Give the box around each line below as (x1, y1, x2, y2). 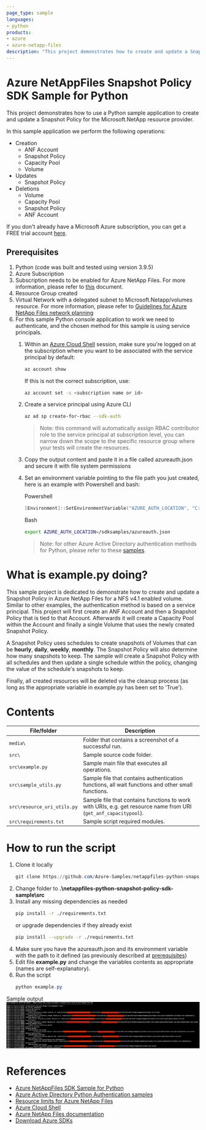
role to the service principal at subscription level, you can (39, 431, 185, 438)
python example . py (15, 984, 63, 990)
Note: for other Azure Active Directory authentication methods (39, 540, 197, 547)
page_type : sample (6, 10, 53, 16)
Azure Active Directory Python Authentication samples (15, 1091, 153, 1098)
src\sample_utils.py (9, 782, 62, 789)
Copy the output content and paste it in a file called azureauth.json (24, 456, 193, 463)
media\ (9, 740, 26, 747)
